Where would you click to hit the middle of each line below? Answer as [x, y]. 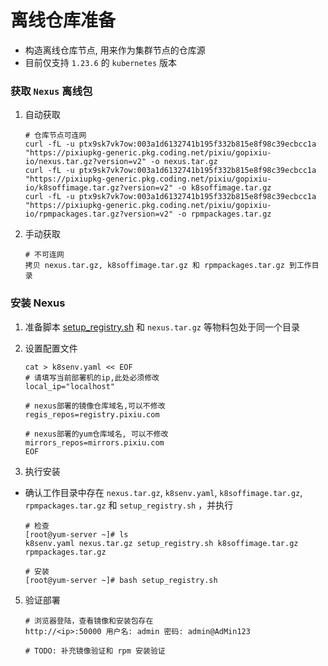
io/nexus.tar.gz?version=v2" [85, 162]
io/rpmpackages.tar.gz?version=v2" [99, 214]
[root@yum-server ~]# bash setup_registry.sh [121, 580]
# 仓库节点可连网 [55, 136]
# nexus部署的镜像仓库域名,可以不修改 [95, 406]
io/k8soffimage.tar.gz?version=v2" [99, 188]
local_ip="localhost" [69, 386]
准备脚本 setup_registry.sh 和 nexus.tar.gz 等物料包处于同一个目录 [162, 327]
